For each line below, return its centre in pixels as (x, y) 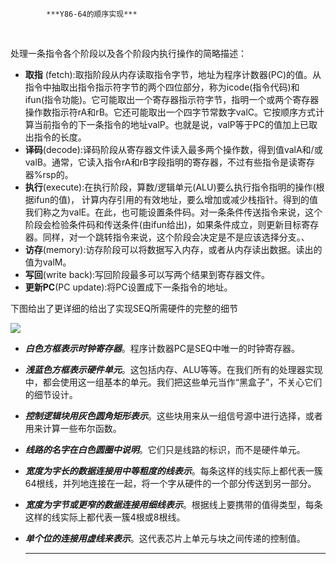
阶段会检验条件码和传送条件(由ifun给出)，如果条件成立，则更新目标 (163, 224)
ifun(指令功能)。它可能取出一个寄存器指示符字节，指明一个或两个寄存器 (172, 99)
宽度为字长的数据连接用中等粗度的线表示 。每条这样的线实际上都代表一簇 (173, 471)
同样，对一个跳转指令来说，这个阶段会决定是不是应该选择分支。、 (176, 237)
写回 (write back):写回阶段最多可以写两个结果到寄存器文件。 (147, 274)
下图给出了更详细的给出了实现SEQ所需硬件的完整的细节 (124, 308)
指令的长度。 (60, 137)
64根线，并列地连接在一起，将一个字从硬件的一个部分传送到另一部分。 (170, 483)
